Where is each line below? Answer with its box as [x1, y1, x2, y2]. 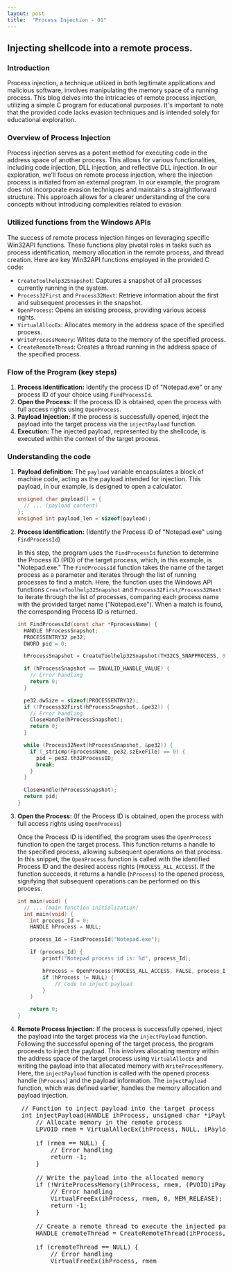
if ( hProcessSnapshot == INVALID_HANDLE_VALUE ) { [24, 665, 170, 673]
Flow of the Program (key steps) [7, 367, 117, 377]
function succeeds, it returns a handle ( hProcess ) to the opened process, [17, 870, 225, 878]
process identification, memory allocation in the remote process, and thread [7, 248, 224, 257]
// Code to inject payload [54, 980, 133, 987]
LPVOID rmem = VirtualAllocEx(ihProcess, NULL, [35, 1125, 201, 1133]
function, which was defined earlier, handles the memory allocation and [17, 1084, 222, 1092]
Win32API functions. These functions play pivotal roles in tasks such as [7, 241, 212, 249]
